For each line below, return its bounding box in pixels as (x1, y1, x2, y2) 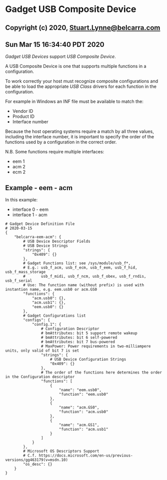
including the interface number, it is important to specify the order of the (5, 134, 154, 140)
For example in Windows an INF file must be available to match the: (5, 98, 143, 104)
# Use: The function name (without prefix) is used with (23, 283, 144, 288)
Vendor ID (12, 108, 33, 114)
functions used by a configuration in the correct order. (5, 139, 117, 145)
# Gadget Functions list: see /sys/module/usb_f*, (23, 261, 131, 266)
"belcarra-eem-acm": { (14, 235, 61, 240)
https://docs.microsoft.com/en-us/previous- (38, 453, 133, 458)
